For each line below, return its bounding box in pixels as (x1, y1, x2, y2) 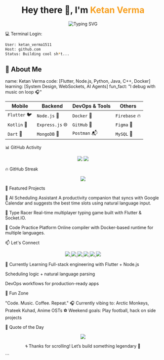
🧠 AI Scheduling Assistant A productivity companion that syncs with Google (5, 195, 159, 201)
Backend (41, 103, 63, 109)
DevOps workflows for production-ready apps (5, 281, 99, 287)
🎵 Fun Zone (5, 290, 29, 296)
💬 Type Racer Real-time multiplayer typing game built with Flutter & (5, 210, 142, 216)
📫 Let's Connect (5, 240, 40, 246)
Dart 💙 (7, 130, 23, 137)
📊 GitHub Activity (5, 145, 42, 151)
